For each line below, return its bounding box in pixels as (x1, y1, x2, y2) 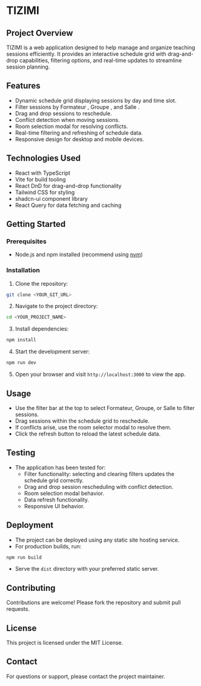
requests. (6, 605, 30, 613)
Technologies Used (6, 153, 81, 164)
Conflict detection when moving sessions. (15, 116, 120, 123)
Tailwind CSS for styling (15, 189, 75, 196)
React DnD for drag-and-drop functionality (15, 182, 122, 189)
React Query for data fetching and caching (15, 201, 122, 209)
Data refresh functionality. (24, 496, 90, 503)
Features (6, 81, 41, 91)
